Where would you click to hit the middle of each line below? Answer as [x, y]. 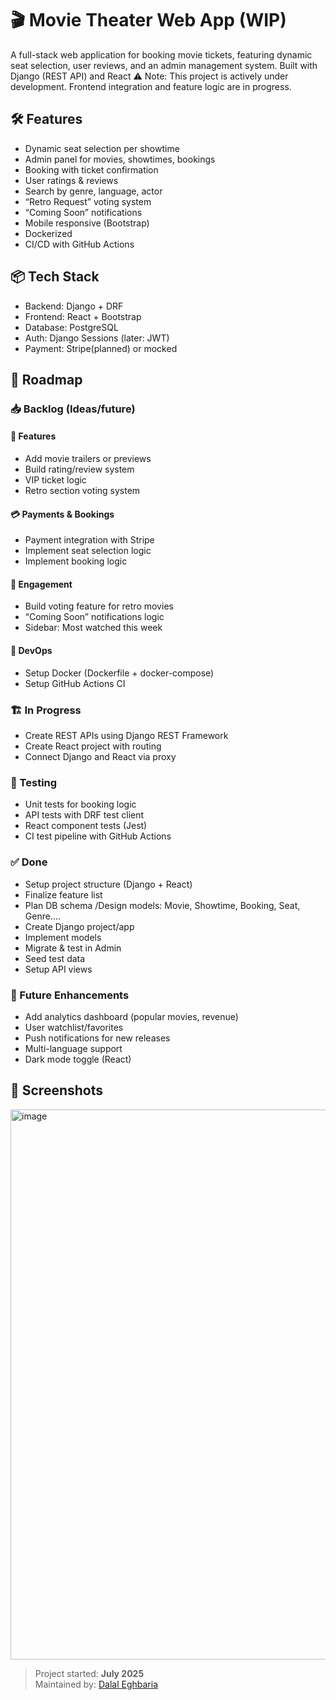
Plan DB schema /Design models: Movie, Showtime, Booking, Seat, [162, 905]
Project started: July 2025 [89, 1673]
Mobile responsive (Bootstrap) [87, 223]
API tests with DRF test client [84, 815]
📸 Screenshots [57, 1090]
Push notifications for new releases [97, 1038]
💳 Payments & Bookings [62, 514]
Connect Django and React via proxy [100, 756]
